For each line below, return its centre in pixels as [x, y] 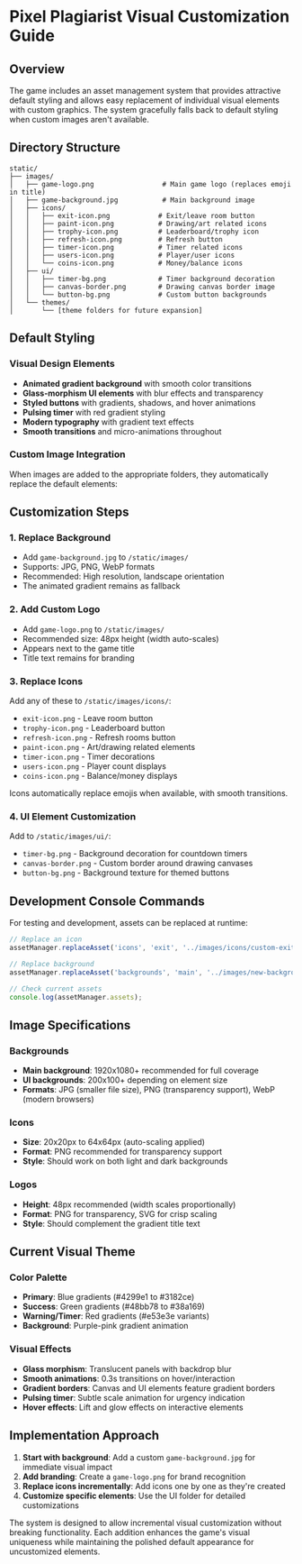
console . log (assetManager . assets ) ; [76, 997]
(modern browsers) [58, 1099]
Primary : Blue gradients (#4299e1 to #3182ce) [108, 1297]
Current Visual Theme [72, 1252]
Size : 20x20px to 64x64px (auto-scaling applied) [113, 1142]
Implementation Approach [84, 1436]
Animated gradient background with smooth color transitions [137, 383]
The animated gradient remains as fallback [101, 586]
